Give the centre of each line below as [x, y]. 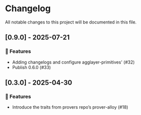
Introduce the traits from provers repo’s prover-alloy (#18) [70, 107]
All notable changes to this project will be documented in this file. [71, 22]
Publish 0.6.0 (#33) [32, 67]
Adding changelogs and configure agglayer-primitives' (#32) [73, 62]
